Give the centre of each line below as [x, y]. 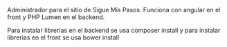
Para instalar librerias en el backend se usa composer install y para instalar [114, 30]
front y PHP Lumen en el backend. [56, 17]
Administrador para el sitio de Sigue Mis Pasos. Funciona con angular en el [114, 10]
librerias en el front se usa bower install [63, 37]
